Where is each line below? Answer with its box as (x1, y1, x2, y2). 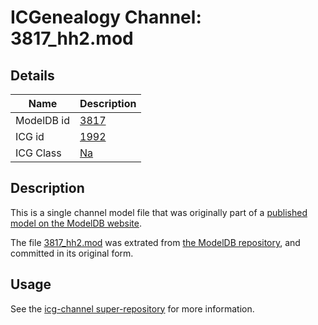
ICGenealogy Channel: (10, 6, 202, 29)
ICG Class (15, 146, 62, 160)
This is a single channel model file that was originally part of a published (10, 206, 308, 218)
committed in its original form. (10, 247, 134, 259)
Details (10, 67, 55, 84)
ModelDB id (15, 114, 71, 127)
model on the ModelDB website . (10, 217, 143, 229)
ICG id (15, 130, 45, 143)
